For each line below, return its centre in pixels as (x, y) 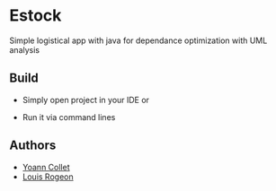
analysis (25, 49)
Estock (36, 16)
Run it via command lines (69, 117)
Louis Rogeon (48, 177)
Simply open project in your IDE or (86, 100)
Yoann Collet (46, 167)
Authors (33, 146)
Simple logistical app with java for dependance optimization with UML (138, 40)
